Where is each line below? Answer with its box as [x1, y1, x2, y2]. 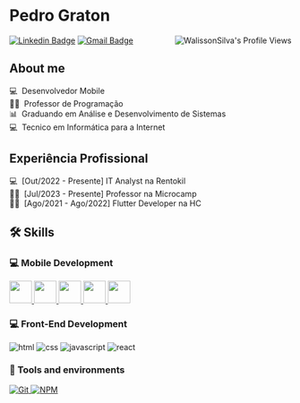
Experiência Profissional [9, 151, 149, 167]
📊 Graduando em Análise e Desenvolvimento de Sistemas [9, 108, 227, 119]
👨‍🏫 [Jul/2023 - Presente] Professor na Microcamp [9, 188, 197, 199]
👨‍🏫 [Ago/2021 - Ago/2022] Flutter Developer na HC [9, 198, 201, 209]
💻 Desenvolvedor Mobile [9, 85, 106, 96]
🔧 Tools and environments [9, 364, 125, 376]
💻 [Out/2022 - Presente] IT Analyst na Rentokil [9, 176, 186, 186]
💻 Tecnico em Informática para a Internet [9, 122, 166, 133]
